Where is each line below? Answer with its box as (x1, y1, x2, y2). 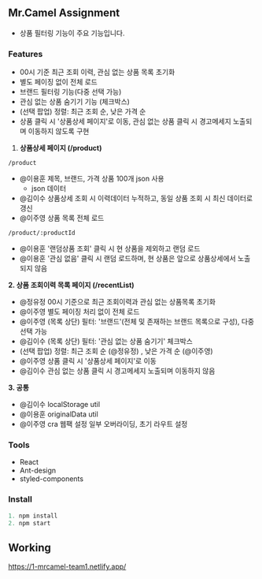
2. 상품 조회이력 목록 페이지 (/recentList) (8, 280, 135, 290)
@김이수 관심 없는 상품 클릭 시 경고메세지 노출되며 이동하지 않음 (19, 366, 216, 375)
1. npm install (8, 512, 58, 520)
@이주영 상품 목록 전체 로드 (19, 213, 105, 223)
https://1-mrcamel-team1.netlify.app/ (8, 562, 127, 571)
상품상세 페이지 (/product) (19, 144, 102, 153)
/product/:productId (8, 229, 76, 237)
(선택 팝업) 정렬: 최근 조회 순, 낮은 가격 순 (19, 106, 146, 117)
